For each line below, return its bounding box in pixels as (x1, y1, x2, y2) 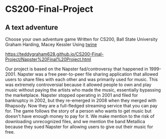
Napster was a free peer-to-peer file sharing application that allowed (17, 71, 158, 77)
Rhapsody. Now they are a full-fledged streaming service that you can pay (5, 103, 158, 108)
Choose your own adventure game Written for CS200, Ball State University (5, 36, 158, 42)
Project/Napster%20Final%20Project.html (5, 56, 91, 62)
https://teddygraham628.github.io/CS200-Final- (5, 51, 104, 57)
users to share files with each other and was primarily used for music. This (5, 77, 158, 82)
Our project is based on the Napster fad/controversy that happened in (5, 66, 148, 72)
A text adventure (5, 23, 59, 32)
